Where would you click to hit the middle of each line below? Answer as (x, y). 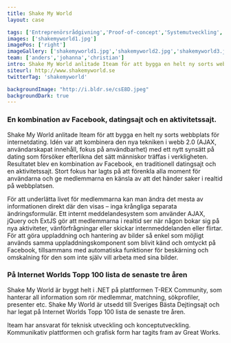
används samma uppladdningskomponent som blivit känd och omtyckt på (112, 243)
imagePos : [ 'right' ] (37, 45)
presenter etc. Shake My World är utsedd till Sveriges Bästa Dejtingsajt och (113, 304)
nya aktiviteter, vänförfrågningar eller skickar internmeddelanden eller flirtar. (115, 228)
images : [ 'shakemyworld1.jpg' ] (52, 38)
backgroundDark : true (38, 96)
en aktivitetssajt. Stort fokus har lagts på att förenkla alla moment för (104, 171)
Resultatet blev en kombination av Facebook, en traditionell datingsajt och (112, 164)
